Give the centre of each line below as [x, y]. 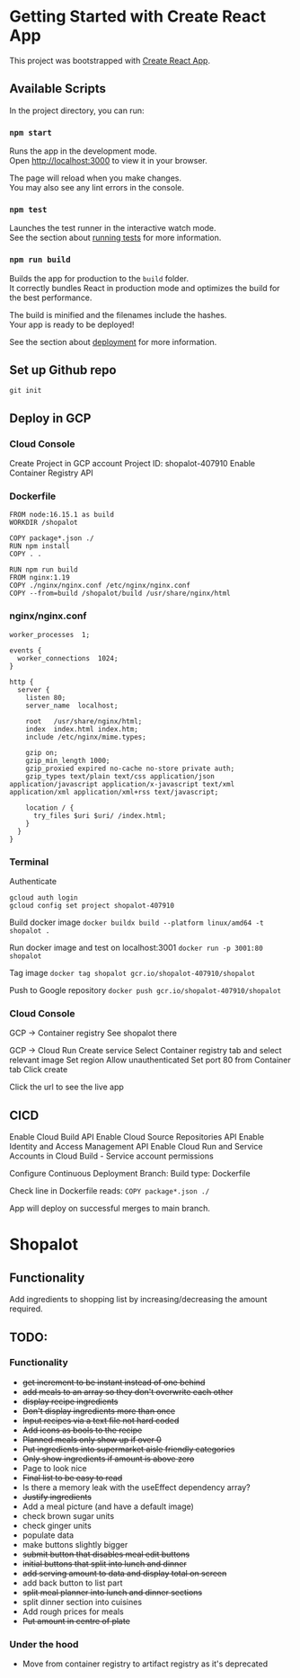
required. [26, 1309]
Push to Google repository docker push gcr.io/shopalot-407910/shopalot [145, 990]
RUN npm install [40, 546]
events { [26, 650]
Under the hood [44, 1644]
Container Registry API [52, 473]
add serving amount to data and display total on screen [124, 1573]
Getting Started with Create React [138, 17]
